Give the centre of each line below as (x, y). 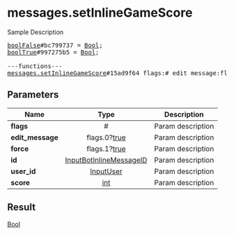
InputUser (107, 171)
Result (22, 208)
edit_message (34, 137)
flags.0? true (107, 137)
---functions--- (35, 66)
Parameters (33, 95)
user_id (23, 171)
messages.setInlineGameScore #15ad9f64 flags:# (88, 73)
